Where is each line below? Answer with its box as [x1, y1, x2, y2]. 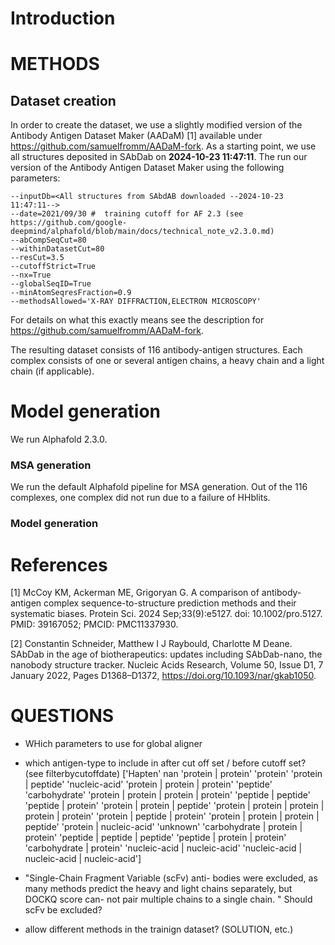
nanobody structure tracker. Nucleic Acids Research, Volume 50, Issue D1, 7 [10, 659, 324, 671]
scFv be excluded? [24, 904, 103, 916]
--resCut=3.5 [10, 253, 65, 263]
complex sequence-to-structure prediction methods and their [43, 597, 297, 609]
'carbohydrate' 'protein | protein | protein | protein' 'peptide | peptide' [24, 789, 311, 801]
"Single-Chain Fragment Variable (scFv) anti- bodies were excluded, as [24, 872, 318, 884]
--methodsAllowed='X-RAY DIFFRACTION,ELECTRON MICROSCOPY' [10, 297, 262, 307]
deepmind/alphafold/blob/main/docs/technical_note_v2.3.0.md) [10, 227, 275, 237]
